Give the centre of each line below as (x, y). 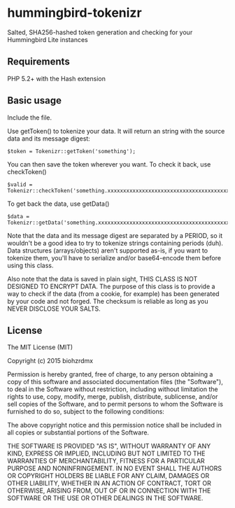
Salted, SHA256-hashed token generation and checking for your (100, 32)
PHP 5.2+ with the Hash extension (57, 78)
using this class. (30, 265)
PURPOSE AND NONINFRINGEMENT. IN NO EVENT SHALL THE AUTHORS (115, 468)
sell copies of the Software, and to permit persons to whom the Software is (115, 404)
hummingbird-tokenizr (74, 13)
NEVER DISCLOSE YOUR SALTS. (54, 309)
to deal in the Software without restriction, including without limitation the (113, 389)
